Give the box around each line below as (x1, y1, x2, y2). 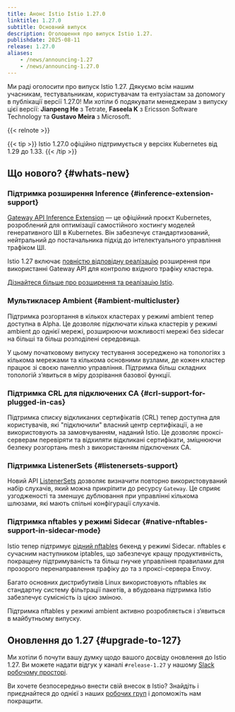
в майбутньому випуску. (7, 614, 82, 622)
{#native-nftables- (142, 517, 208, 526)
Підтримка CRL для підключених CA (7, 388, 139, 398)
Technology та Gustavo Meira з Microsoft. (7, 112, 131, 121)
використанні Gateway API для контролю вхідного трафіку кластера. (7, 265, 214, 273)
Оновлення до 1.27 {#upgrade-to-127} (7, 634, 181, 646)
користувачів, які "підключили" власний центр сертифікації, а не (7, 421, 203, 429)
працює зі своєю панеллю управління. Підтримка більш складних (7, 363, 207, 371)
